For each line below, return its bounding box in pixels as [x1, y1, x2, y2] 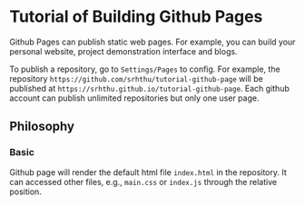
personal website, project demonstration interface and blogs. [9, 45, 238, 56]
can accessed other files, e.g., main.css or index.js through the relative [9, 176, 278, 187]
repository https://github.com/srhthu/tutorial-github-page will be [9, 73, 263, 83]
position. [9, 186, 43, 197]
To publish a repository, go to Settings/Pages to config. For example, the [9, 64, 280, 74]
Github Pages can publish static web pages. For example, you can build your [9, 36, 296, 47]
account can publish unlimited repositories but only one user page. [9, 93, 260, 103]
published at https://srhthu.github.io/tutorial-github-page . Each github [9, 83, 290, 93]
